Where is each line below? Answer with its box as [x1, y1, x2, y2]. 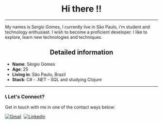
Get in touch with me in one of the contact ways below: [5, 104, 115, 110]
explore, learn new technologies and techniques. [5, 34, 103, 40]
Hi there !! [61, 3, 102, 15]
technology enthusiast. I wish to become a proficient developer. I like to [5, 29, 147, 35]
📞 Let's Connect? [5, 93, 45, 100]
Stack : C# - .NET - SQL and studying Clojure [12, 77, 102, 82]
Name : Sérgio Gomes [12, 61, 55, 67]
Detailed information [49, 48, 114, 57]
